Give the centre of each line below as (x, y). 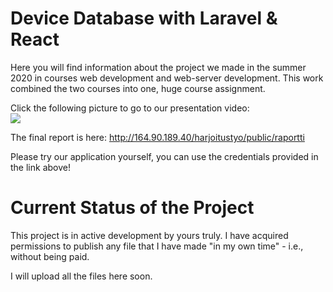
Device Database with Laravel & (144, 18)
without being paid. (50, 256)
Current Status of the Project (132, 208)
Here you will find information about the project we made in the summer (158, 67)
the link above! (40, 167)
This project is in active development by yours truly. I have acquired (149, 235)
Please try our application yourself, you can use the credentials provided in (164, 156)
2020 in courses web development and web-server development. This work (167, 78)
